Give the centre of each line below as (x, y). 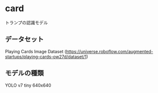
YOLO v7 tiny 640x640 (28, 85)
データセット (24, 39)
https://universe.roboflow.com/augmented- (109, 51)
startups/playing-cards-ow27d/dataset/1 (46, 56)
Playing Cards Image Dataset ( (36, 51)
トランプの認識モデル (26, 22)
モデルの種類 (24, 73)
